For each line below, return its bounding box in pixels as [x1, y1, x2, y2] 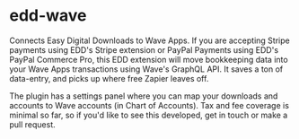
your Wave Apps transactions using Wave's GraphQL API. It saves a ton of [9, 64, 284, 74]
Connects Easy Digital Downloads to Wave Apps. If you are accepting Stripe [9, 35, 290, 46]
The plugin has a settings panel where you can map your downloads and [9, 91, 278, 101]
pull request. [9, 118, 56, 130]
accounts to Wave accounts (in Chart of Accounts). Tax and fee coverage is [9, 100, 290, 110]
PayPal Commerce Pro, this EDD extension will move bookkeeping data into [9, 54, 289, 65]
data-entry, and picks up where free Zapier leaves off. [9, 73, 209, 83]
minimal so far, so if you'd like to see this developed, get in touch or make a [9, 109, 288, 120]
